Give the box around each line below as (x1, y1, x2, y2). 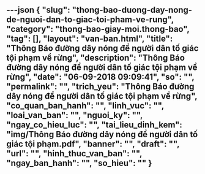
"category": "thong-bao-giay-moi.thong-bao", (6, 24, 190, 34)
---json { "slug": (6, 5, 70, 15)
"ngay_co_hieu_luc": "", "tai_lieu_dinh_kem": (6, 119, 182, 130)
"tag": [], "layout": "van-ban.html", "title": (6, 34, 173, 44)
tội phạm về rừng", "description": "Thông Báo (6, 53, 185, 63)
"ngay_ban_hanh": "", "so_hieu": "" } (6, 158, 152, 168)
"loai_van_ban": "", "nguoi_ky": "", (6, 110, 143, 121)
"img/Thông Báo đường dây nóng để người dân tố (6, 129, 198, 140)
